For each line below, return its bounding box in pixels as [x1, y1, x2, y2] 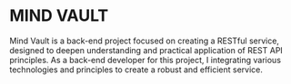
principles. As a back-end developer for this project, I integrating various [9, 54, 282, 65]
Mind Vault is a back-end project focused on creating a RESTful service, [9, 35, 280, 46]
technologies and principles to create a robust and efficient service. [9, 64, 264, 75]
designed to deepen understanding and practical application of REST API [9, 44, 284, 55]
